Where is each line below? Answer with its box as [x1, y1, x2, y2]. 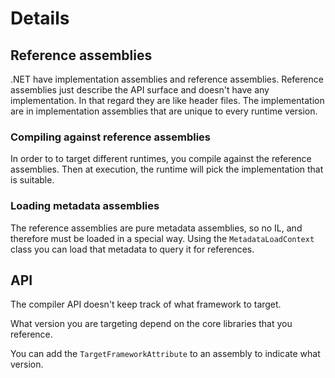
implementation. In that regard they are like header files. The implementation [10, 95, 325, 106]
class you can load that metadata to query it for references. [10, 243, 255, 255]
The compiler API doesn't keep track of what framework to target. [10, 298, 282, 311]
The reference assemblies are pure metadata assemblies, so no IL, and [10, 222, 303, 234]
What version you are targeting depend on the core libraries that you [10, 318, 293, 330]
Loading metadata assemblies [10, 199, 160, 213]
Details [10, 7, 70, 30]
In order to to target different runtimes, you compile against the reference [10, 153, 312, 165]
